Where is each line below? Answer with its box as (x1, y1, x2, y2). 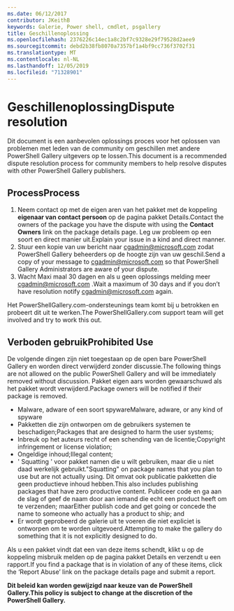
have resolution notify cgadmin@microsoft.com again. (17, 288, 173, 296)
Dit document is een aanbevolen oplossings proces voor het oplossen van (7, 137, 220, 146)
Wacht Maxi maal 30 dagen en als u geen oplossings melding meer (17, 272, 211, 281)
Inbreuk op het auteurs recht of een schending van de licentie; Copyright (17, 435, 226, 444)
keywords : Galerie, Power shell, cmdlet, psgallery (7, 23, 161, 30)
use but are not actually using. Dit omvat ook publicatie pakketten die (17, 472, 217, 481)
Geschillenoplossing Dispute (7, 99, 175, 115)
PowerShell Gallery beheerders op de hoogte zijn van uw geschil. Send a (17, 250, 226, 259)
